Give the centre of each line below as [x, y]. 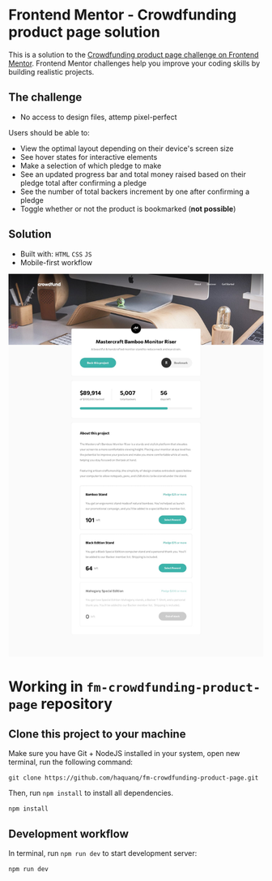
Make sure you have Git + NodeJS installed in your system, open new [124, 754]
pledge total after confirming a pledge [83, 183]
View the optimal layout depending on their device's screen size [127, 148]
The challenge [45, 98]
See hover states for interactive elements [89, 157]
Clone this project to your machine [97, 734]
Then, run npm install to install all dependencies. [91, 793]
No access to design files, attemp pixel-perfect [98, 117]
